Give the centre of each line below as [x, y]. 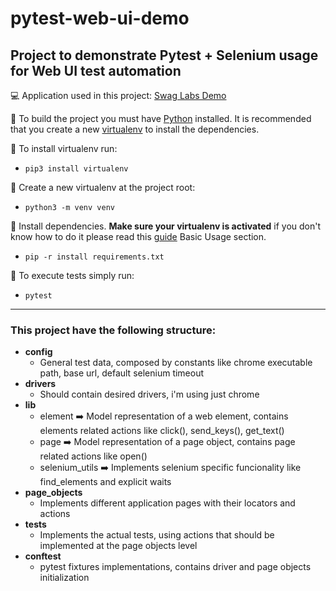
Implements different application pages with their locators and [167, 503]
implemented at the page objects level [118, 546]
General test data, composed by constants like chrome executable [176, 363]
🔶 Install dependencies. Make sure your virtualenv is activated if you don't [166, 226]
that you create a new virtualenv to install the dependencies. [135, 129]
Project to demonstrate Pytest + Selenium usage [164, 55]
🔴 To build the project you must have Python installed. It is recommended [161, 118]
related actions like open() [93, 456]
